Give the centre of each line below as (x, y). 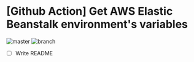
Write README (34, 53)
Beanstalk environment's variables (97, 24)
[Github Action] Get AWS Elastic (90, 11)
